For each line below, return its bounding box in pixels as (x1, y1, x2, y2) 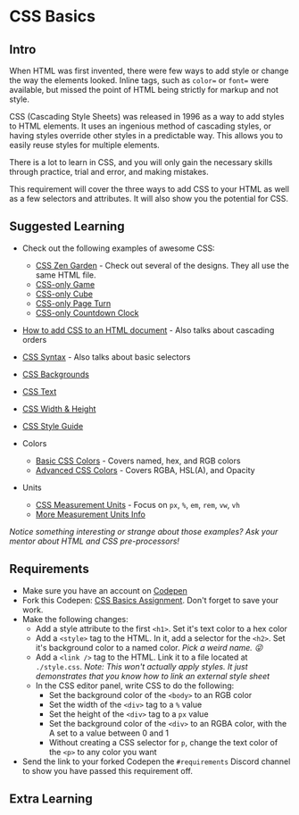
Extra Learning (9, 792, 93, 807)
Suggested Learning (9, 219, 125, 234)
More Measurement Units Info (35, 509, 145, 520)
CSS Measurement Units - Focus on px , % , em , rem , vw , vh (35, 499, 241, 510)
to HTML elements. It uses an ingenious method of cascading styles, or (9, 121, 272, 131)
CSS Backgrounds (21, 369, 89, 379)
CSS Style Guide (21, 420, 84, 431)
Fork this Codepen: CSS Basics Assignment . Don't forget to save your (21, 595, 279, 605)
